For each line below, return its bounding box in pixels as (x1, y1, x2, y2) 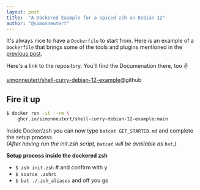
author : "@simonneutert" (6, 20, 70, 26)
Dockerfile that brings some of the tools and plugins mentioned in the (6, 43, 182, 51)
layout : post (6, 9, 40, 15)
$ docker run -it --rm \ (6, 111, 70, 117)
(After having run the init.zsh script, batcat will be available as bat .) (6, 140, 177, 147)
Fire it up (6, 94, 41, 104)
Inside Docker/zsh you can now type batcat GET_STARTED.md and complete (6, 126, 194, 134)
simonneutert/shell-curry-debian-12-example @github (6, 76, 142, 84)
